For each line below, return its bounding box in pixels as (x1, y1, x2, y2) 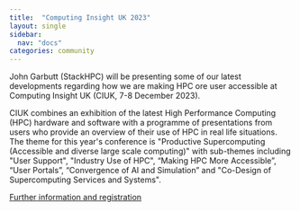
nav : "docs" (17, 38, 63, 48)
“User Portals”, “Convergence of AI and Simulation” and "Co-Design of (9, 165, 272, 176)
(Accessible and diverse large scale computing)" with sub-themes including (9, 145, 291, 157)
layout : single (9, 22, 67, 31)
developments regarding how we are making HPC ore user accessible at (9, 81, 277, 92)
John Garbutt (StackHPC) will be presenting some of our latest (9, 71, 241, 82)
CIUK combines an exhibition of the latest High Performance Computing (9, 108, 277, 119)
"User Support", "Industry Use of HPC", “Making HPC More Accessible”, (9, 155, 277, 166)
